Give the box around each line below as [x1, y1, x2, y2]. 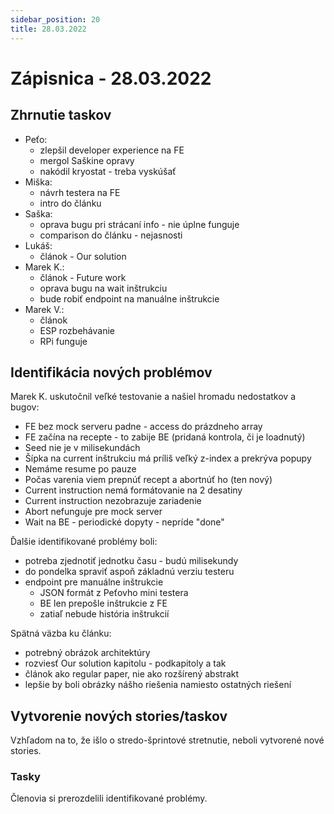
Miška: [24, 176, 53, 188]
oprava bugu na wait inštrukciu [39, 282, 168, 294]
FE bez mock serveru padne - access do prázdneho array [24, 421, 263, 433]
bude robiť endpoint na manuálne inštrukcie [39, 292, 220, 305]
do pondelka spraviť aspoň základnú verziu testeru [24, 566, 235, 578]
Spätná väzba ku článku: [10, 627, 112, 640]
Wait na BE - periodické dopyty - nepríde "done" [24, 516, 225, 528]
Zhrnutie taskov [10, 107, 112, 124]
